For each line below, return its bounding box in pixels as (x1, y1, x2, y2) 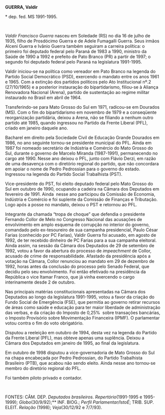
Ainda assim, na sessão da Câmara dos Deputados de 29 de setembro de (5, 243, 155, 248)
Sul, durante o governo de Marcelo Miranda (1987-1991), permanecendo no (5, 150, 158, 156)
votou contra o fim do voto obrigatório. (5, 320, 84, 326)
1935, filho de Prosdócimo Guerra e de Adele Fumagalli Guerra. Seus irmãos (5, 38, 160, 44)
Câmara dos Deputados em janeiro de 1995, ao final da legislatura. (5, 340, 140, 346)
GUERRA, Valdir (5, 4, 38, 10)
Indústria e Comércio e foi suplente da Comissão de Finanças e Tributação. (5, 196, 158, 202)
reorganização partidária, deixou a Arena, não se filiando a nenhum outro (5, 115, 154, 120)
